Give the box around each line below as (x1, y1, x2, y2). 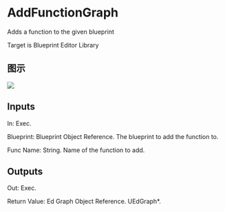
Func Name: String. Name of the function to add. (7, 146, 145, 154)
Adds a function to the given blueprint (7, 28, 115, 36)
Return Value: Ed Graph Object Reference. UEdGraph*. (7, 198, 162, 206)
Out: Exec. (7, 184, 36, 192)
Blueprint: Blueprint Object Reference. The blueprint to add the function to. (7, 132, 219, 140)
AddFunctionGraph (7, 5, 119, 21)
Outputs (7, 165, 43, 177)
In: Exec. (7, 119, 32, 127)
